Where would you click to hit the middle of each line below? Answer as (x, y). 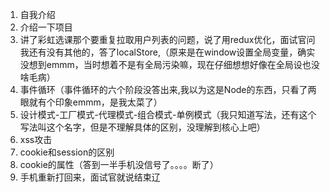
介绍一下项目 (46, 27)
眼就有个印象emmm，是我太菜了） (91, 102)
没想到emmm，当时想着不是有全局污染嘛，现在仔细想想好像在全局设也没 (169, 64)
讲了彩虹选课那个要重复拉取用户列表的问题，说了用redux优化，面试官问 (167, 39)
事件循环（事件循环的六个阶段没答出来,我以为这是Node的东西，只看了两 (168, 89)
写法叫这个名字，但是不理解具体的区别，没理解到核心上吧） (142, 127)
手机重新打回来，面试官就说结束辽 (90, 177)
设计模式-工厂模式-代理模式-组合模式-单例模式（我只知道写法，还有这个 (168, 114)
